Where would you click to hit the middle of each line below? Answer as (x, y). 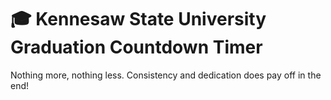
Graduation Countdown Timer (136, 47)
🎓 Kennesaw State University (138, 19)
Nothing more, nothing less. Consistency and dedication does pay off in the (166, 75)
